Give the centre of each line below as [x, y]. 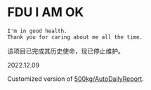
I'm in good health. [38, 31]
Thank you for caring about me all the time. [75, 37]
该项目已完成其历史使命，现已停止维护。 [66, 51]
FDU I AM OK [46, 12]
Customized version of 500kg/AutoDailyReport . [75, 79]
